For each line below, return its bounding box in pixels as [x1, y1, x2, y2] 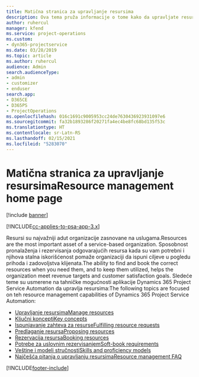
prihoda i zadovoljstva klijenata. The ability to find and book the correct [6, 259, 178, 267]
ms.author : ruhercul [6, 58, 57, 64]
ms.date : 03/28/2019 [6, 47, 57, 53]
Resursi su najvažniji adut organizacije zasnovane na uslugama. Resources [6, 234, 187, 241]
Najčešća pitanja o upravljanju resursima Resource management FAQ [14, 353, 182, 360]
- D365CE [6, 97, 28, 103]
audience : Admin [6, 63, 46, 70]
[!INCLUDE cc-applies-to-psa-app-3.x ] [6, 223, 100, 230]
